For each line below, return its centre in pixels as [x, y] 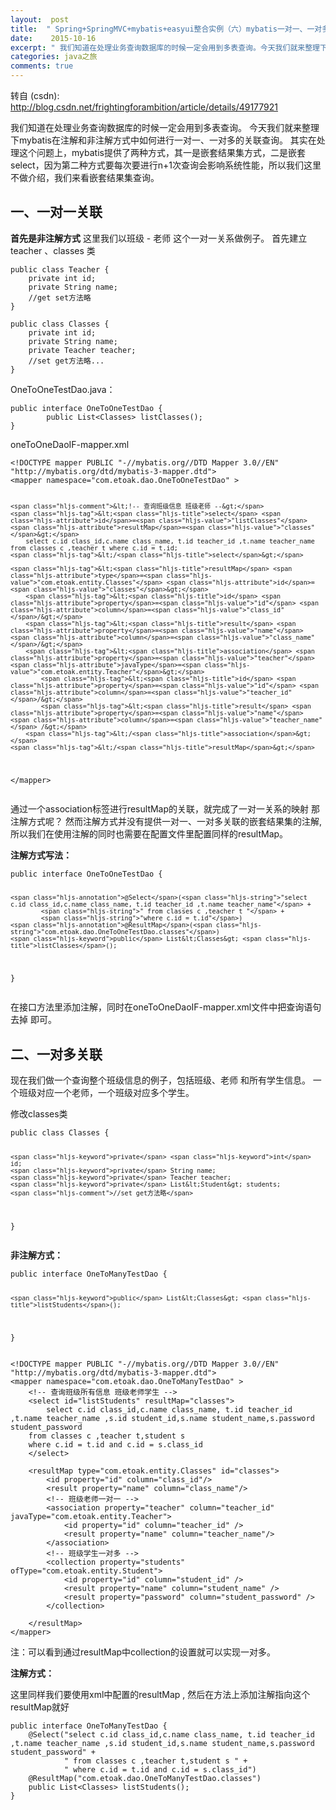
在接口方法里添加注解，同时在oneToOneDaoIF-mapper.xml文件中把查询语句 [166, 1007]
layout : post [40, 19]
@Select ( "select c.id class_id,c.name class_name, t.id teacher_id [171, 1734]
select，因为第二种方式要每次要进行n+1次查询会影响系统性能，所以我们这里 [166, 165]
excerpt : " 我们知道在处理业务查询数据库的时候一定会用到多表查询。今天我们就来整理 [165, 47]
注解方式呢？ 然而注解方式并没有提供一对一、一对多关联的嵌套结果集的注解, [166, 821]
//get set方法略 [60, 297]
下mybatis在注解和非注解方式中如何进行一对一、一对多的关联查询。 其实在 [163, 140]
